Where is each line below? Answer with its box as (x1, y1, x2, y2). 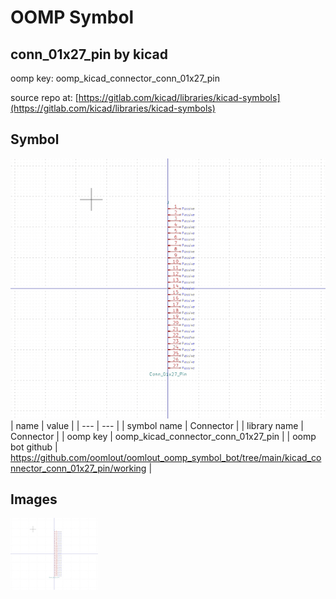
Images (10, 491, 58, 508)
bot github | (10, 441, 58, 453)
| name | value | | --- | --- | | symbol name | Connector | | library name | (10, 419, 304, 431)
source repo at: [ (10, 92, 79, 103)
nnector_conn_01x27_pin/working (10, 462, 147, 474)
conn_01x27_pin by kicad (10, 46, 168, 63)
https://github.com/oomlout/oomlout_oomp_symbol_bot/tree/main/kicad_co (10, 451, 322, 463)
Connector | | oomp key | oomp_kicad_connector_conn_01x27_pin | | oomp (10, 430, 317, 442)
